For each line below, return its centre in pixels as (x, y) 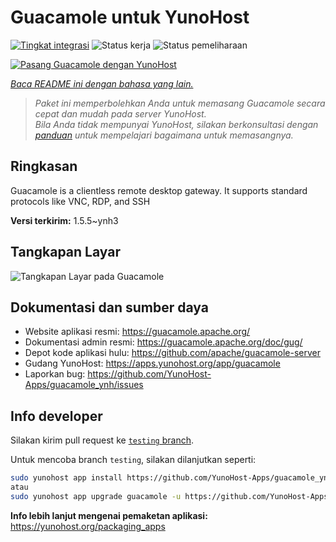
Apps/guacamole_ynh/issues (84, 385)
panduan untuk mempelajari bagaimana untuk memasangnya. (164, 135)
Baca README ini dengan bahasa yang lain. (102, 83)
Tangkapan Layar (65, 252)
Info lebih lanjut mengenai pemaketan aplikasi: (109, 515)
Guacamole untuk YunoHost (130, 17)
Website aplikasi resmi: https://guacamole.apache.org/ (137, 332)
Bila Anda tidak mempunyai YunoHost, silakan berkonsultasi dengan (176, 124)
